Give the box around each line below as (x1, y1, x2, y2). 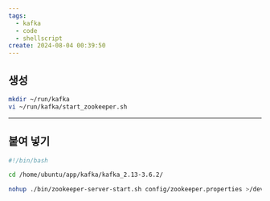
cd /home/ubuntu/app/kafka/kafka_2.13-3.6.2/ (8, 170, 163, 179)
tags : (8, 11, 27, 20)
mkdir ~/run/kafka (8, 95, 70, 103)
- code (15, 27, 38, 35)
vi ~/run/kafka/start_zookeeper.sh (8, 102, 128, 111)
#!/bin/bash (8, 156, 48, 165)
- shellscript (15, 34, 63, 43)
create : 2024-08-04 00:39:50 (8, 42, 106, 50)
